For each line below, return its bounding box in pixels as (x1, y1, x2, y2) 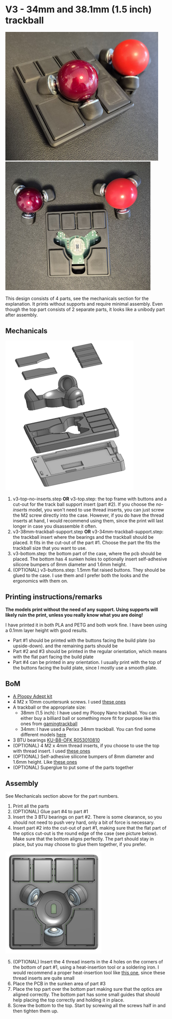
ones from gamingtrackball (20, 721, 78, 727)
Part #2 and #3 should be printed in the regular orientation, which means (12, 648, 167, 654)
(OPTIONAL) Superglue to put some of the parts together (12, 764, 134, 770)
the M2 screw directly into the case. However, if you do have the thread (12, 512, 164, 518)
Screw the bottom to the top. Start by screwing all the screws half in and (12, 1002, 166, 1008)
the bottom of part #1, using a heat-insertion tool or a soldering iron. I (12, 964, 159, 970)
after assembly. (5, 311, 38, 318)
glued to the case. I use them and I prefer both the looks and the (12, 572, 149, 578)
